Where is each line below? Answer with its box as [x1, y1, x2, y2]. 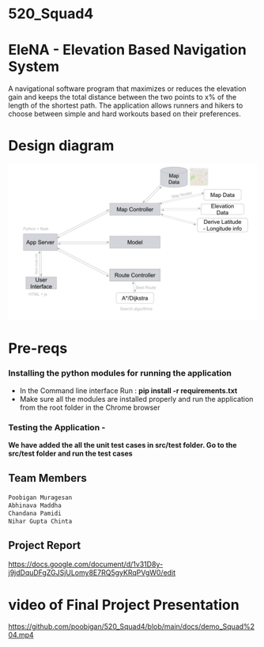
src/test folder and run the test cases [8, 448, 133, 458]
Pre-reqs [8, 339, 68, 358]
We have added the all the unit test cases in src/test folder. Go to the [8, 440, 237, 449]
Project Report [8, 539, 81, 552]
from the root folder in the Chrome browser [19, 403, 160, 412]
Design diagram [8, 137, 115, 155]
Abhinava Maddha [8, 501, 62, 509]
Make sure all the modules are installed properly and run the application [19, 394, 254, 403]
